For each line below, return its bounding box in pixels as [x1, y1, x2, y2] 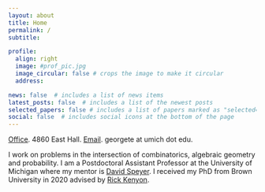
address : [15, 76, 44, 85]
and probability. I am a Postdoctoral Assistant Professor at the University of [8, 158, 252, 168]
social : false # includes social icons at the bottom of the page [8, 113, 235, 121]
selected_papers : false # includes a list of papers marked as [8, 105, 221, 114]
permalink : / [8, 26, 51, 34]
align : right [15, 55, 58, 63]
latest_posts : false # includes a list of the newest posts [8, 98, 214, 106]
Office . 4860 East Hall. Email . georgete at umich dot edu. [8, 135, 193, 144]
